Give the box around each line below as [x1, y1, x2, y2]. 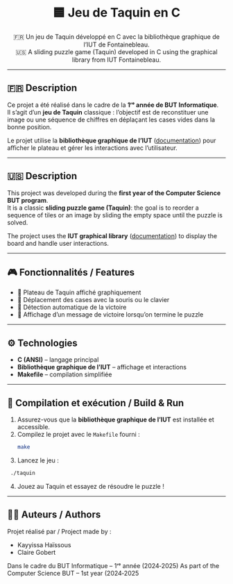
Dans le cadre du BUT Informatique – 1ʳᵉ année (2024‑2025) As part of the [7, 561, 220, 569]
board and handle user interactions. [7, 239, 110, 247]
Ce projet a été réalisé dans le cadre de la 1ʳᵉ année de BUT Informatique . [7, 101, 219, 109]
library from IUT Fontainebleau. [71, 56, 162, 64]
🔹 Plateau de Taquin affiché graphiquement [17, 288, 141, 297]
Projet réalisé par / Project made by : [7, 527, 112, 535]
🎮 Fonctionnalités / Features [7, 266, 135, 278]
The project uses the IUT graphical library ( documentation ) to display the [7, 231, 217, 240]
